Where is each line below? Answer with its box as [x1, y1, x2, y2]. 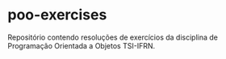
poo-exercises [7, 6, 107, 24]
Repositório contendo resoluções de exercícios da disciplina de [7, 32, 219, 42]
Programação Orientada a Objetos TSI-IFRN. [7, 40, 155, 50]
